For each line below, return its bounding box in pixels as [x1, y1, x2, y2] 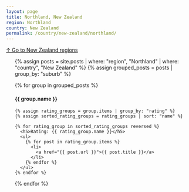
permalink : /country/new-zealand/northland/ [6, 31, 117, 36]
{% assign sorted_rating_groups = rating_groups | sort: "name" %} [14, 113, 183, 119]
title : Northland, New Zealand [6, 14, 83, 20]
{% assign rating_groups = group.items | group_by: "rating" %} [14, 108, 176, 114]
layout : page [6, 8, 38, 15]
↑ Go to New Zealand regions [6, 46, 78, 53]
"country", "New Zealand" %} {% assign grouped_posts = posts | [14, 64, 173, 71]
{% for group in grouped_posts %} [14, 82, 99, 89]
